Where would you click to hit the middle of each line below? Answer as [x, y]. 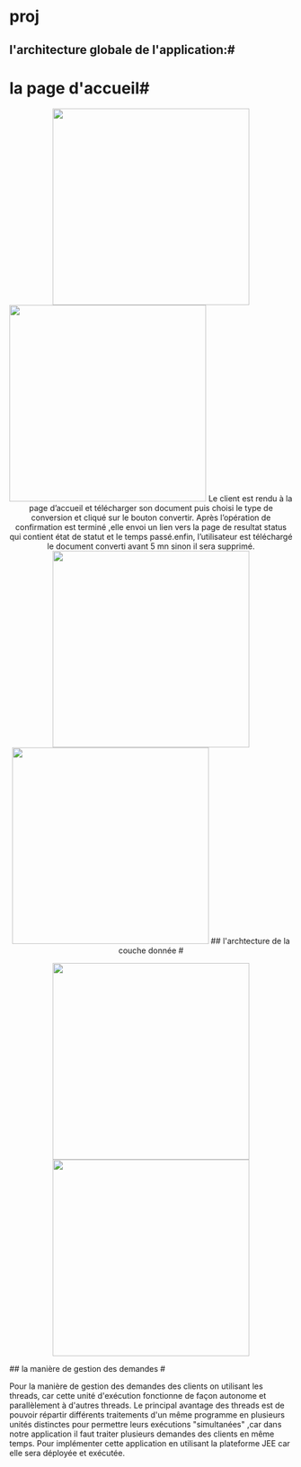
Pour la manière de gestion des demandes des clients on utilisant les [136, 1386]
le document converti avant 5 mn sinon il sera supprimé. [151, 546]
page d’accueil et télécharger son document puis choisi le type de [151, 508]
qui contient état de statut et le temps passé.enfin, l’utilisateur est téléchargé [151, 536]
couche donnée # [151, 950]
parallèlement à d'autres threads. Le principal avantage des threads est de [147, 1405]
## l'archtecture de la [250, 941]
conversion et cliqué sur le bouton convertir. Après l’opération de [151, 517]
